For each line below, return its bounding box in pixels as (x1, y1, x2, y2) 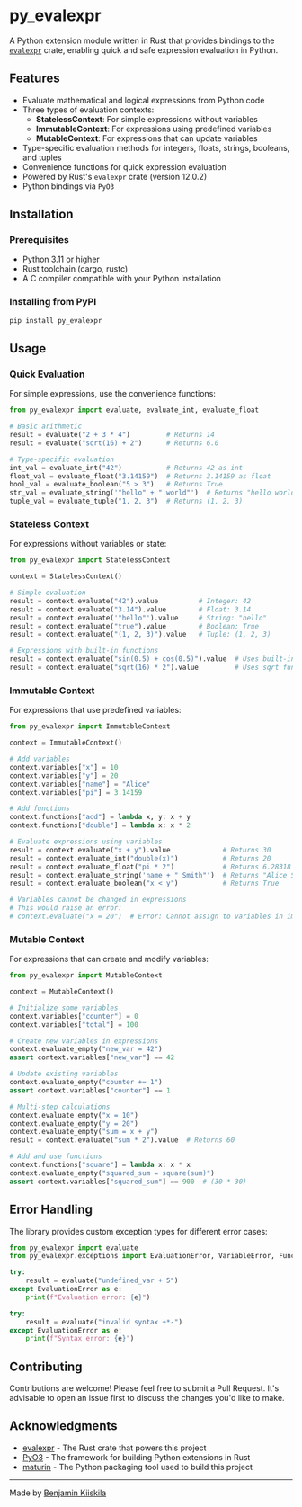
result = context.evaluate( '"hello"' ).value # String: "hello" (9, 613, 268, 622)
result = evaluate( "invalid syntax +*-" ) (25, 1317, 182, 1326)
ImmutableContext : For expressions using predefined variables (35, 123, 272, 134)
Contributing (9, 1359, 83, 1374)
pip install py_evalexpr (9, 316, 102, 325)
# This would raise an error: (9, 904, 123, 913)
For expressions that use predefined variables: (9, 705, 182, 716)
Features (9, 71, 60, 86)
